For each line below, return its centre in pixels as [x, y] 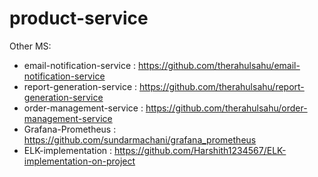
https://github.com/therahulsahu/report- [221, 86]
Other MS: [30, 46]
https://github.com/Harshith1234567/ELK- [200, 150]
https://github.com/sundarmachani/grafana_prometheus [140, 139]
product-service [79, 18]
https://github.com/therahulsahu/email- [219, 65]
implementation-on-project [79, 161]
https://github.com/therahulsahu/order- [226, 108]
